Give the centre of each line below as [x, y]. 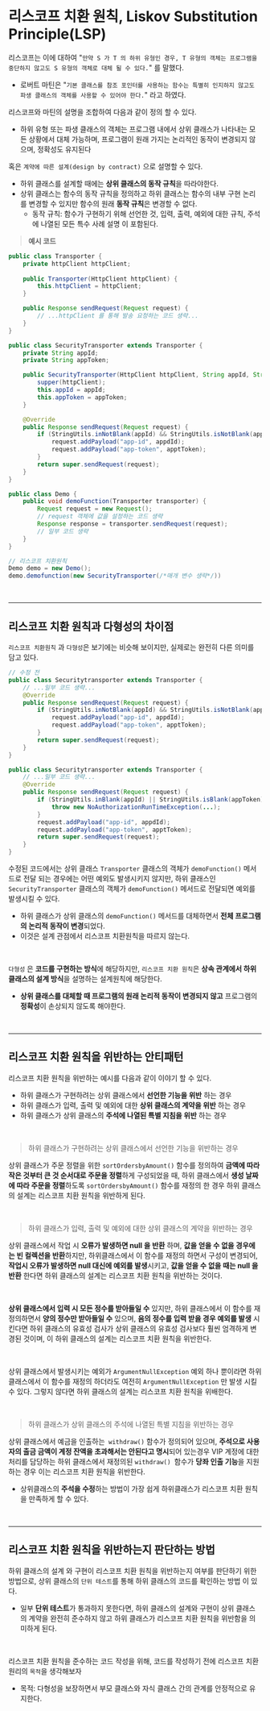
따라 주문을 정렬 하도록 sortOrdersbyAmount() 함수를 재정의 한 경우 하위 [128, 1185]
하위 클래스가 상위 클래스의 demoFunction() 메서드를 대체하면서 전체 [127, 916]
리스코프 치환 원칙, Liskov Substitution [133, 17]
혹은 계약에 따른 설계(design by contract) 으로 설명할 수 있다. [106, 166]
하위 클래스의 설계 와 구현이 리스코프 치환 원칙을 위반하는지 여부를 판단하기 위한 [133, 1571]
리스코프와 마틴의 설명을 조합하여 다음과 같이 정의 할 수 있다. [102, 112]
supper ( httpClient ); [72, 383]
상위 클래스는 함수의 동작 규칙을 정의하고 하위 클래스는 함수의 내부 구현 [130, 194]
